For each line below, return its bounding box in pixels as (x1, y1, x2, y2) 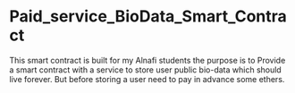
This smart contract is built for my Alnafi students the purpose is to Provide (9, 55, 286, 65)
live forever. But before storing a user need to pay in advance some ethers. (9, 73, 285, 84)
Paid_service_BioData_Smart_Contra (9, 6, 288, 27)
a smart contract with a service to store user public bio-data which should (9, 64, 282, 75)
